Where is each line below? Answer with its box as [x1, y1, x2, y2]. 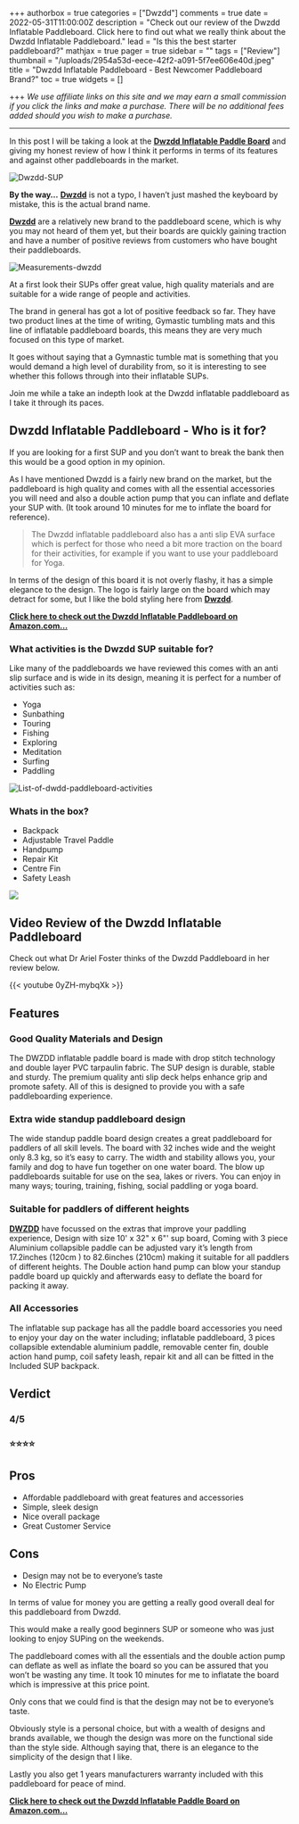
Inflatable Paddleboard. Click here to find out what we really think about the [9, 27, 287, 37]
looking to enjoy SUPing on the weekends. [9, 1633, 165, 1644]
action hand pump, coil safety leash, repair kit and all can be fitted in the [9, 1351, 274, 1362]
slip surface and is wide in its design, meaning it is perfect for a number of [9, 673, 282, 684]
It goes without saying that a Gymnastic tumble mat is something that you [9, 352, 279, 362]
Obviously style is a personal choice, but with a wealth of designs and [9, 1722, 265, 1734]
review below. [9, 963, 61, 974]
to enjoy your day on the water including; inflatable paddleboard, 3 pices [9, 1331, 276, 1342]
